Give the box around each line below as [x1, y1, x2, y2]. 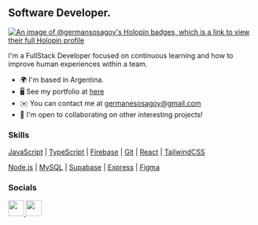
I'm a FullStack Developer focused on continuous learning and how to [8, 50, 234, 60]
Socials [8, 183, 37, 194]
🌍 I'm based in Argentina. [19, 75, 105, 84]
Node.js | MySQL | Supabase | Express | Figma [8, 163, 160, 172]
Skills [8, 129, 30, 140]
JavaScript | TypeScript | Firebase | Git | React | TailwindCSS [8, 147, 206, 157]
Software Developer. [8, 6, 112, 20]
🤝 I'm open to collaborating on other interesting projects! [19, 109, 203, 119]
